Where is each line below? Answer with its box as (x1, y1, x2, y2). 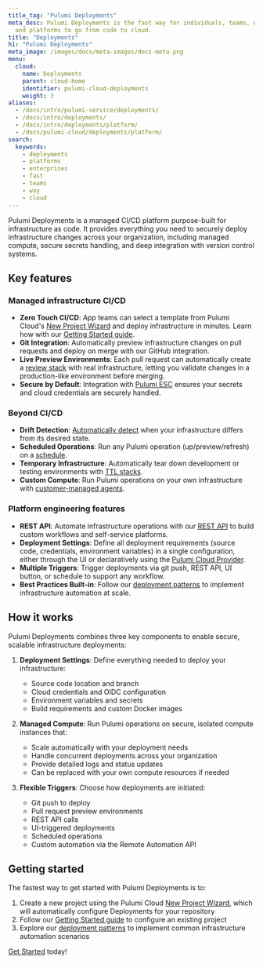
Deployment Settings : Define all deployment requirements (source (19, 538, 236, 547)
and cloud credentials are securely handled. (19, 388, 162, 397)
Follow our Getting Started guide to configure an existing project (19, 915, 227, 925)
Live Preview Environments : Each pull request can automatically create (19, 355, 251, 364)
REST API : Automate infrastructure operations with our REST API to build (19, 521, 254, 531)
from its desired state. (19, 433, 91, 444)
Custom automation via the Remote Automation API (31, 839, 197, 849)
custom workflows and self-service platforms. (19, 529, 168, 539)
